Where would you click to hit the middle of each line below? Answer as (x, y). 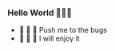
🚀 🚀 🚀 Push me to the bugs (63, 30)
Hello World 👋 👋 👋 (40, 13)
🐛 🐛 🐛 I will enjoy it (50, 38)
